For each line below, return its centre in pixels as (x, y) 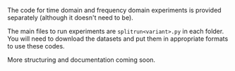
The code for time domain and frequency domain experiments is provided (114, 10)
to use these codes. (36, 46)
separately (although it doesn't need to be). (71, 18)
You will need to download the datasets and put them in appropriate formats (118, 39)
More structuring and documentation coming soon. (82, 60)
